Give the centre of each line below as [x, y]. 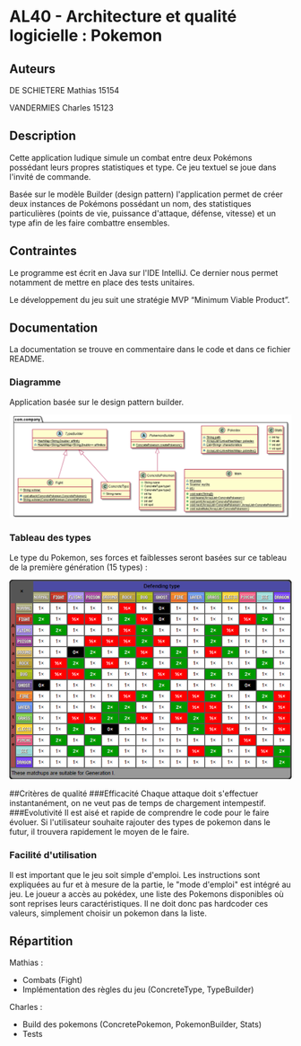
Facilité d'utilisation [53, 855]
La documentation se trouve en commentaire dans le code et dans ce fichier [150, 350]
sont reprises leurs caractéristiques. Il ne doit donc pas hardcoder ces [139, 903]
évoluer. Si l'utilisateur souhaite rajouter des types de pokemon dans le [140, 822]
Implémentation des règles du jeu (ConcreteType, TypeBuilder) [138, 989]
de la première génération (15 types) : [78, 567]
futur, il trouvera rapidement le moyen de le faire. [99, 832]
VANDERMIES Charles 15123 [61, 108]
